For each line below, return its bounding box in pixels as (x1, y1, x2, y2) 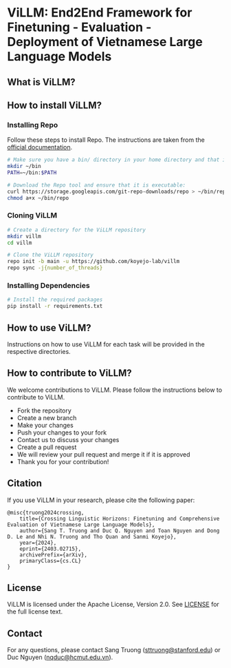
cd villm (7, 239, 32, 246)
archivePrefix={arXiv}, (19, 551, 88, 559)
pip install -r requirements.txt (7, 303, 103, 310)
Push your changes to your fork (16, 428, 107, 437)
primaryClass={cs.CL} (19, 557, 81, 564)
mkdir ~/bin (7, 163, 41, 170)
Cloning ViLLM (7, 211, 57, 220)
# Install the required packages (7, 296, 103, 304)
